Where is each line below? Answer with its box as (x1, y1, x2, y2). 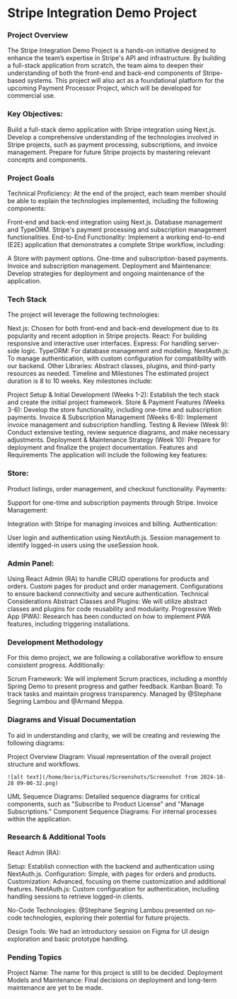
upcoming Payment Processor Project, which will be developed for (7, 84, 202, 93)
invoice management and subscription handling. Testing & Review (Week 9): (7, 421, 229, 429)
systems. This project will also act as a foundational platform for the (27, 76, 224, 85)
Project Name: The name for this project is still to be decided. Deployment (7, 969, 223, 977)
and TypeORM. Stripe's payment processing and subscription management (7, 225, 227, 234)
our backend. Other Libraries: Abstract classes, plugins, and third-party (7, 362, 216, 370)
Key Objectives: (7, 109, 64, 119)
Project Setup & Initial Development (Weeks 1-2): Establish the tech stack (7, 391, 220, 399)
